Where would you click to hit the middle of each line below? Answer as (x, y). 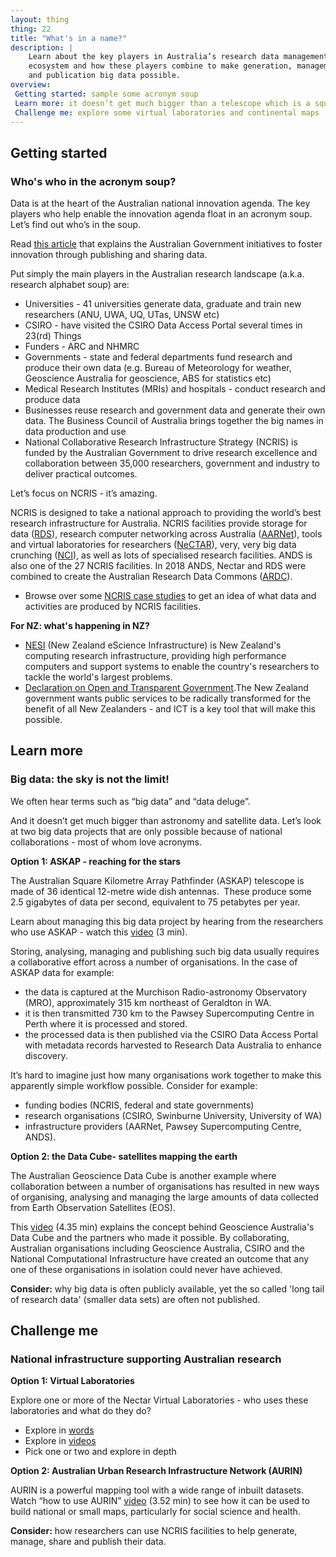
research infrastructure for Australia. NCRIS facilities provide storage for (159, 523)
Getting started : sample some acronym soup (106, 94)
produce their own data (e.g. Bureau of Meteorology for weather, (158, 368)
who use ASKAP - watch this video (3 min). (99, 932)
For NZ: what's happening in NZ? (80, 626)
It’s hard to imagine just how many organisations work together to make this (166, 1075)
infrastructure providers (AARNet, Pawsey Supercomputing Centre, (163, 1126)
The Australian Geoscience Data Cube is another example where (143, 1175)
